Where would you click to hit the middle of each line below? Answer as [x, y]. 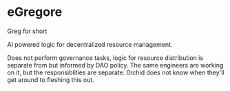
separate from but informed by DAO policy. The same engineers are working [115, 65]
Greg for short [27, 31]
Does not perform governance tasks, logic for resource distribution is [105, 58]
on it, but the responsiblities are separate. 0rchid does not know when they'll [116, 72]
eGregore [35, 12]
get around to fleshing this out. [51, 79]
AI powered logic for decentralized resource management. [90, 44]
